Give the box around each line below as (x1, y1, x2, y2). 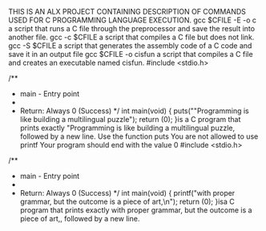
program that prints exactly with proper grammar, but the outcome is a (19, 205, 252, 215)
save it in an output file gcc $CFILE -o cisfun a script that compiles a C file (8, 50, 254, 59)
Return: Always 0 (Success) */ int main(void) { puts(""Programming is (19, 106, 250, 115)
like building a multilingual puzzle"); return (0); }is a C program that (19, 115, 241, 124)
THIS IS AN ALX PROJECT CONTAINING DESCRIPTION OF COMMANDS (8, 7, 247, 16)
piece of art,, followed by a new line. (19, 214, 140, 223)
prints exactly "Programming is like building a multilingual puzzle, (19, 124, 235, 132)
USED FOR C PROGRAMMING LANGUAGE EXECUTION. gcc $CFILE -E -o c (8, 15, 257, 25)
